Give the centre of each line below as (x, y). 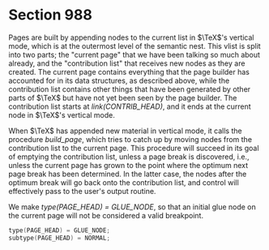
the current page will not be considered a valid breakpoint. (106, 215)
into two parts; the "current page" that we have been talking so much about (134, 54)
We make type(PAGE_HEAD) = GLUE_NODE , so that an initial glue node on (132, 207)
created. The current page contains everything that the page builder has (129, 71)
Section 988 (51, 15)
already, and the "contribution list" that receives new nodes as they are (127, 63)
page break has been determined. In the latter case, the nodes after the (128, 174)
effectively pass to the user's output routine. (82, 191)
